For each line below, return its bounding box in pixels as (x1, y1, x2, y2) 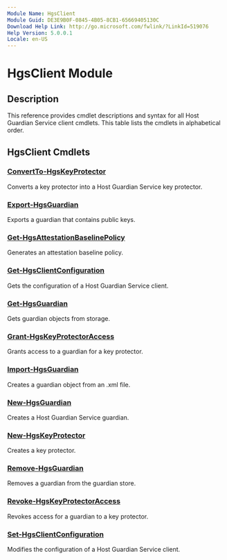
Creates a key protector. (7, 447, 76, 455)
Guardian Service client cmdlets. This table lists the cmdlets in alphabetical (7, 119, 221, 127)
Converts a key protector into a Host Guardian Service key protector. (7, 183, 203, 191)
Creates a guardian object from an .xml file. (7, 380, 131, 389)
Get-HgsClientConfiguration (7, 265, 105, 275)
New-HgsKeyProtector (7, 430, 86, 440)
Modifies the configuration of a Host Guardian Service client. (7, 545, 181, 554)
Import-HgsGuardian (7, 364, 79, 374)
